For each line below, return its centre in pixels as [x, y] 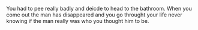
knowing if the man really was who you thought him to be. [78, 21]
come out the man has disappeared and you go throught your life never [94, 15]
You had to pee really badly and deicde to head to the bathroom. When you [99, 9]
